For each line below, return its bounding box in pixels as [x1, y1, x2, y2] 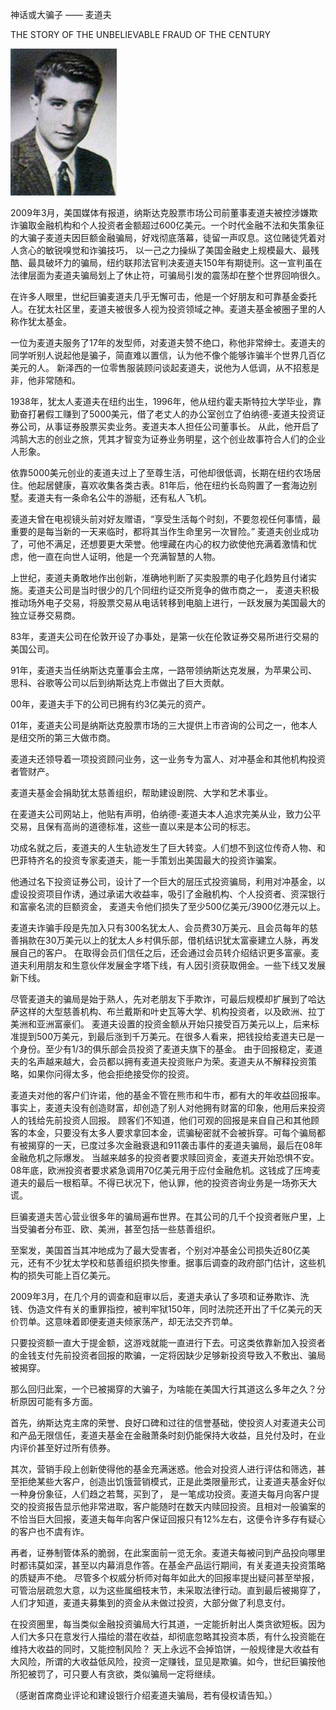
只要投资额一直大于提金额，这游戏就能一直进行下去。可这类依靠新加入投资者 [10, 1337, 326, 1348]
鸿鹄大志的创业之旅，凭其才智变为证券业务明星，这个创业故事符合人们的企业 [10, 433, 326, 445]
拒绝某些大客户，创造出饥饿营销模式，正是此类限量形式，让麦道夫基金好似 [18, 1476, 326, 1487]
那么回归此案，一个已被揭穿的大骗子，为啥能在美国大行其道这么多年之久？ [10, 1383, 317, 1395]
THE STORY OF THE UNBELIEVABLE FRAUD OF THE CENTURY [10, 29, 271, 40]
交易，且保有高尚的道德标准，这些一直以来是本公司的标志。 [10, 821, 256, 832]
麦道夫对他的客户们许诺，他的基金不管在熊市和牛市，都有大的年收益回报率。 [10, 1089, 326, 1101]
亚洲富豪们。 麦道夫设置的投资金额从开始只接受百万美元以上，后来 [36, 1018, 311, 1030]
